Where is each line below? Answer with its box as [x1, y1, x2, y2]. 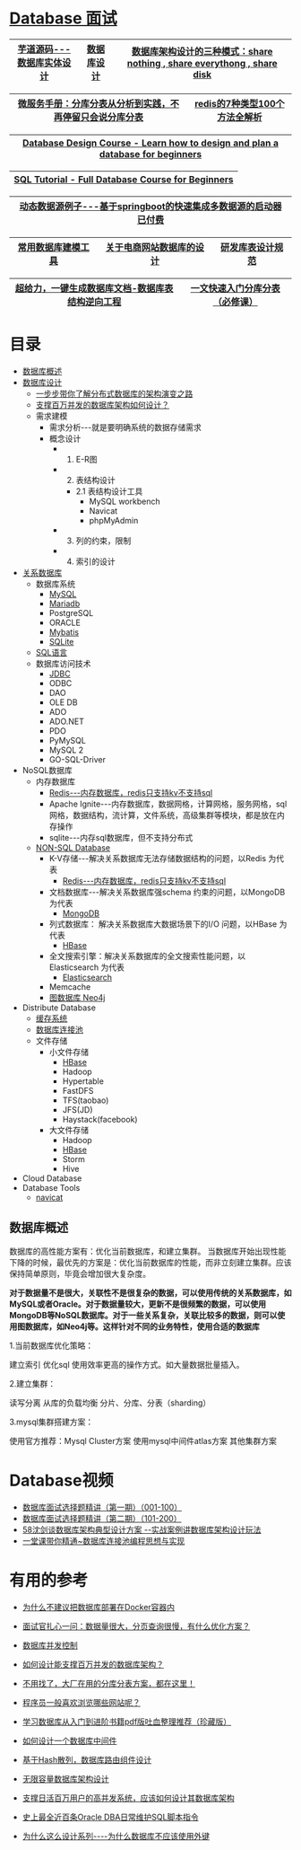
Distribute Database [21, 1002, 97, 1013]
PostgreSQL [48, 607, 94, 618]
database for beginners [99, 147, 202, 160]
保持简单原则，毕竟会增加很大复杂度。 [9, 1268, 150, 1279]
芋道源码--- [17, 42, 72, 55]
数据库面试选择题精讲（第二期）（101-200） [21, 1512, 182, 1523]
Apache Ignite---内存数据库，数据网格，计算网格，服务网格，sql [48, 798, 288, 809]
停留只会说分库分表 [62, 110, 144, 123]
